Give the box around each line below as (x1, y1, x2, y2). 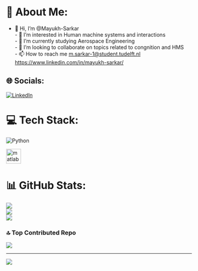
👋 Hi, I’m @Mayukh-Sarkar (14, 25, 80, 32)
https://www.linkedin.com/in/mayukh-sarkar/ (14, 58, 124, 66)
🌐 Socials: (6, 76, 45, 86)
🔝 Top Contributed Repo (6, 228, 77, 237)
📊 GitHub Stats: (6, 178, 87, 192)
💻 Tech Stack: (6, 113, 79, 126)
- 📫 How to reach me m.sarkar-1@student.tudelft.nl (14, 50, 141, 57)
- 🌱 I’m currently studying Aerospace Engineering (14, 37, 135, 44)
